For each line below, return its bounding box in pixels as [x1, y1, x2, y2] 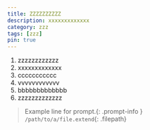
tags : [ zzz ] [7, 30, 42, 37]
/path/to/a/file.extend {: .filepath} [24, 114, 127, 124]
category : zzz [7, 23, 49, 30]
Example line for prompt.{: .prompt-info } [24, 107, 143, 116]
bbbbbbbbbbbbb [17, 86, 68, 95]
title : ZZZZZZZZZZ [7, 10, 61, 18]
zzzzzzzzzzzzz [17, 93, 63, 102]
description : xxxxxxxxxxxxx [7, 17, 90, 24]
